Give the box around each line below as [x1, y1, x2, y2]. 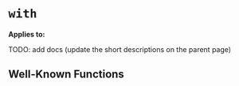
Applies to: [8, 29, 45, 39]
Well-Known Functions [8, 68, 125, 81]
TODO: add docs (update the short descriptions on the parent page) [8, 44, 232, 54]
